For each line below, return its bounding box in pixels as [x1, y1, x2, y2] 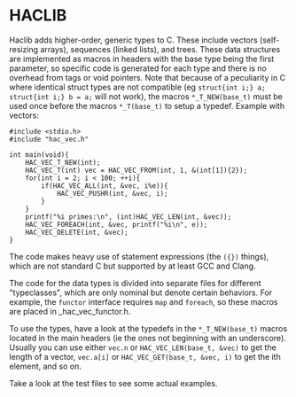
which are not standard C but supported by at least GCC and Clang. [9, 261, 256, 271]
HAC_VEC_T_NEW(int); [25, 158, 101, 167]
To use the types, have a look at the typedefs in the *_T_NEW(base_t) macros [9, 323, 288, 333]
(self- [260, 35, 280, 45]
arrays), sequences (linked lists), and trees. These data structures [39, 43, 281, 54]
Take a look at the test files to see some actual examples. [9, 378, 218, 388]
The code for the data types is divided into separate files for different [9, 277, 261, 288]
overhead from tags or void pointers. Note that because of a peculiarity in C [9, 72, 286, 82]
